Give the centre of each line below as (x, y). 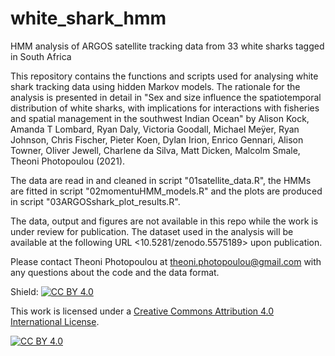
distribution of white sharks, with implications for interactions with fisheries (165, 108)
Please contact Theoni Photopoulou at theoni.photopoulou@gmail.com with (166, 261)
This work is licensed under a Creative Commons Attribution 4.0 (142, 311)
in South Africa (41, 56)
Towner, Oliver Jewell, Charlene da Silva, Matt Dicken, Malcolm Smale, (155, 150)
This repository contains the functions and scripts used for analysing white (164, 76)
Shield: (24, 291)
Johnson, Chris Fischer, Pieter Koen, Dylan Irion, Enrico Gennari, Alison (157, 139)
